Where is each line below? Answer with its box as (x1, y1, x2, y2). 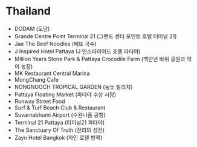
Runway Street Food (14, 97, 65, 105)
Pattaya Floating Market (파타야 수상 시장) (14, 91, 117, 98)
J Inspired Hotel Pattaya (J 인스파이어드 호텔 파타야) (14, 47, 141, 55)
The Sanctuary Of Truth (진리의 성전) (14, 126, 105, 134)
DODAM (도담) (14, 25, 50, 32)
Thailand (5, 4, 51, 18)
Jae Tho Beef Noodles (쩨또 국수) (14, 40, 97, 47)
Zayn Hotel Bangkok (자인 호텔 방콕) (14, 134, 103, 141)
